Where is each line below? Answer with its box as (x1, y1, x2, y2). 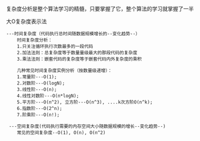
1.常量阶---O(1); (17, 74, 57, 80)
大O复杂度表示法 (6, 18, 47, 25)
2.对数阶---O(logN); (17, 80, 65, 86)
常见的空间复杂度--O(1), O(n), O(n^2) (17, 130, 106, 136)
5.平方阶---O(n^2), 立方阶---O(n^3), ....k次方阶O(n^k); (17, 99, 153, 105)
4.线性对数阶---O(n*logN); (17, 93, 79, 99)
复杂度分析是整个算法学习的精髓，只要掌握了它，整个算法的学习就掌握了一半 (6, 5, 194, 12)
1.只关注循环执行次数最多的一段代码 (17, 43, 93, 49)
